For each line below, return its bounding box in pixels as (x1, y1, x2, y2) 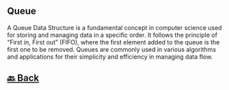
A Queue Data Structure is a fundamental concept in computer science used (7, 23, 222, 31)
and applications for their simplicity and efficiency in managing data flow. (7, 52, 213, 61)
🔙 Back (7, 72, 40, 84)
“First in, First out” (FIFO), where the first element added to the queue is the (7, 37, 220, 46)
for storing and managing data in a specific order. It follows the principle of (7, 31, 217, 39)
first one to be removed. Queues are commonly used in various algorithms (7, 45, 217, 53)
